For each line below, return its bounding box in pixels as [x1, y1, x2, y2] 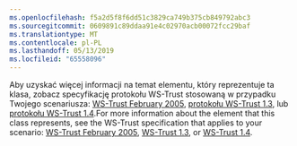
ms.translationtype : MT [9, 30, 99, 39]
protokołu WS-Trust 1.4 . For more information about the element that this [9, 108, 275, 118]
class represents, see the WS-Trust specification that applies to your [9, 117, 263, 128]
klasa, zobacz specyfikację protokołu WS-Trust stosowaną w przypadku [9, 89, 276, 99]
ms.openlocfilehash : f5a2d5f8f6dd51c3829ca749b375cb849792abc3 [9, 13, 251, 22]
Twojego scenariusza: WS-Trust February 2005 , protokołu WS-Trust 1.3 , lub [9, 99, 289, 108]
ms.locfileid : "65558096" [9, 55, 106, 64]
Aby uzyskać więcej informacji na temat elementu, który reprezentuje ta [9, 80, 275, 90]
